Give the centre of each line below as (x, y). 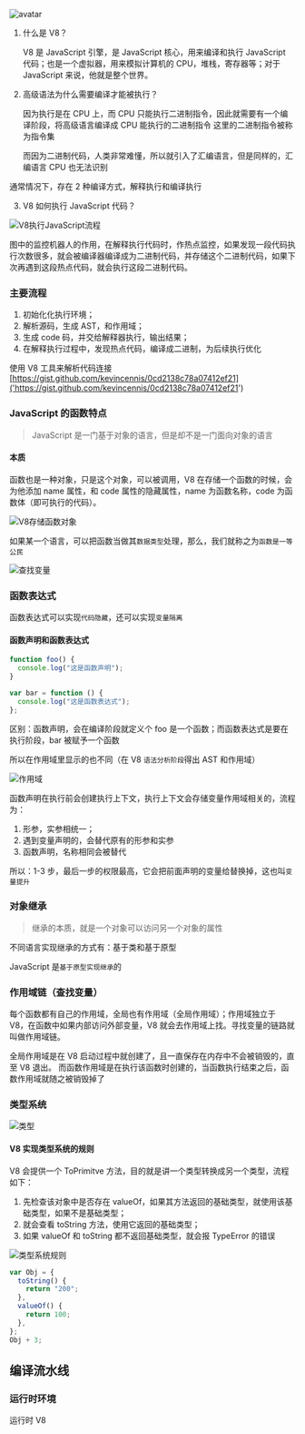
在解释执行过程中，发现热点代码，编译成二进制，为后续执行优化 (142, 349)
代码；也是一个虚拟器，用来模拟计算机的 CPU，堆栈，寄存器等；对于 (152, 63)
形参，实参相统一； (59, 829)
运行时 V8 (28, 1420)
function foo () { (42, 660)
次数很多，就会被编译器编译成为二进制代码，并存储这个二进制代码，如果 (152, 256)
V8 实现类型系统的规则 (52, 1149)
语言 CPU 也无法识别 (69, 167)
